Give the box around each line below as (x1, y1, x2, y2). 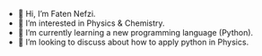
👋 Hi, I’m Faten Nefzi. (17, 9, 96, 19)
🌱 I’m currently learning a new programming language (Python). (17, 28, 254, 37)
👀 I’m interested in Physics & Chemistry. (17, 18, 165, 28)
